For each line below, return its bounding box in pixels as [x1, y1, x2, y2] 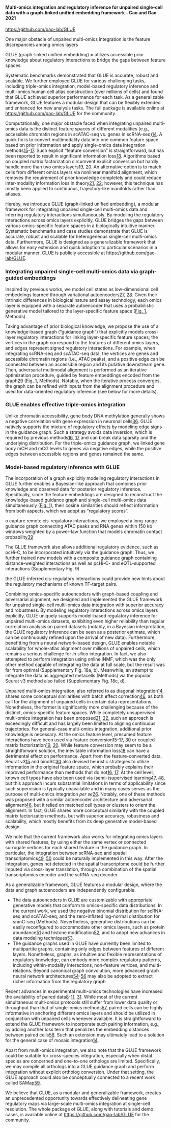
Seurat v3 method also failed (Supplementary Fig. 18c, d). [5, 678, 126, 684]
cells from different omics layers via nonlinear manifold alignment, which [5, 169, 157, 175]
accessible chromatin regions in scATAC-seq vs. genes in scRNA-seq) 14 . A [5, 131, 163, 138]
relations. [12, 967, 33, 974]
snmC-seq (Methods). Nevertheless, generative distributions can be [12, 919, 156, 925]
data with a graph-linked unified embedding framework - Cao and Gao [5, 9, 157, 15]
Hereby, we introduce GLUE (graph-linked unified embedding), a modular [5, 201, 159, 207]
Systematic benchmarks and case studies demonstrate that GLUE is [5, 228, 148, 234]
